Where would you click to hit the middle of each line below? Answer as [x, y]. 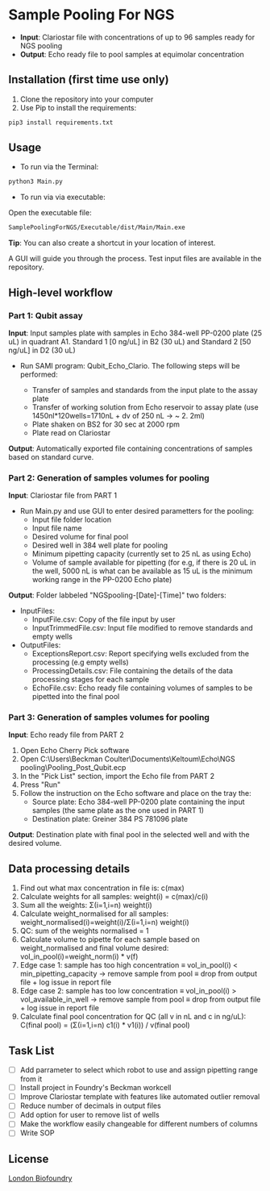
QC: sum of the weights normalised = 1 [84, 931]
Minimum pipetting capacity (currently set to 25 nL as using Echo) [141, 554]
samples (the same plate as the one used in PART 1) [118, 810]
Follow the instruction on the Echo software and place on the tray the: [135, 793]
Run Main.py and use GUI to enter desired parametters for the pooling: [137, 511]
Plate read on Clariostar [71, 432]
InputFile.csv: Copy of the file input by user [104, 619]
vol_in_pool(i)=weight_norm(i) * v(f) [79, 956]
